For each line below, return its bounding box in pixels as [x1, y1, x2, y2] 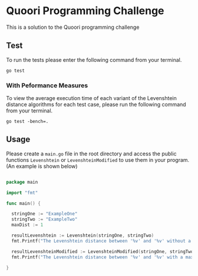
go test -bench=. [6, 119, 49, 125]
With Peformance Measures [6, 81, 88, 89]
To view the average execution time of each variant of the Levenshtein [6, 95, 177, 102]
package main [6, 179, 38, 185]
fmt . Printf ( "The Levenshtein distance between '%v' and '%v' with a [11, 254, 183, 260]
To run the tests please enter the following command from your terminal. [6, 56, 182, 63]
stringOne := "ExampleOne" [11, 211, 78, 217]
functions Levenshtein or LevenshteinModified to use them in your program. [6, 156, 190, 163]
